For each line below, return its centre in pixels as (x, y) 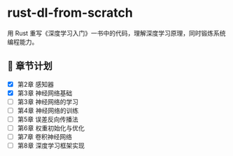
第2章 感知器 (36, 84)
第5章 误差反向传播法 (48, 119)
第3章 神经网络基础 (45, 93)
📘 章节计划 (30, 66)
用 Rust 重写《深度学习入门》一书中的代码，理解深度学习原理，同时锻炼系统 (116, 33)
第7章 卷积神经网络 (44, 137)
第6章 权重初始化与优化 (51, 128)
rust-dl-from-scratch (70, 13)
